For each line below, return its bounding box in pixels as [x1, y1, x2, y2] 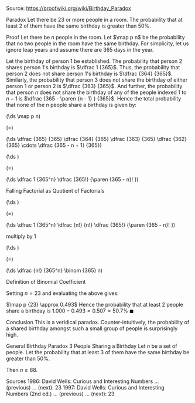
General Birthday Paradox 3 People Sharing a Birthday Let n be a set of [6, 342, 177, 350]
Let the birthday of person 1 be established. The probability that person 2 [6, 58, 183, 65]
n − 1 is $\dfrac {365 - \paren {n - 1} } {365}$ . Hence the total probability [6, 95, 182, 102]
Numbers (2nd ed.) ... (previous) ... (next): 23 [6, 390, 115, 398]
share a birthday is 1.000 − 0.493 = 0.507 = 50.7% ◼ [6, 307, 134, 314]
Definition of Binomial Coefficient [6, 278, 86, 286]
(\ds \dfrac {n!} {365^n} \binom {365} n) [6, 267, 103, 274]
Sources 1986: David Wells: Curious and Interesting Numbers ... [6, 378, 159, 385]
